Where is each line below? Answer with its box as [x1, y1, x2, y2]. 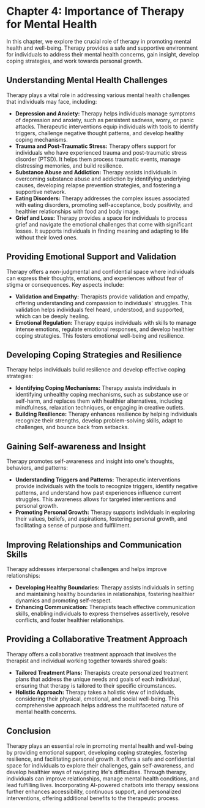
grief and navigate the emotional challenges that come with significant [15, 220, 193, 228]
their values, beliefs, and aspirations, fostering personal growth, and [15, 515, 187, 522]
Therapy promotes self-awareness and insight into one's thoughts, [6, 457, 174, 465]
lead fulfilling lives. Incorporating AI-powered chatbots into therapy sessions [6, 781, 199, 788]
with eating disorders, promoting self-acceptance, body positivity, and [15, 201, 193, 208]
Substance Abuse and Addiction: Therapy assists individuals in [15, 168, 177, 176]
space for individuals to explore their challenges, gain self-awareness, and [6, 761, 195, 769]
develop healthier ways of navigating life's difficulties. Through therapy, [6, 768, 187, 775]
